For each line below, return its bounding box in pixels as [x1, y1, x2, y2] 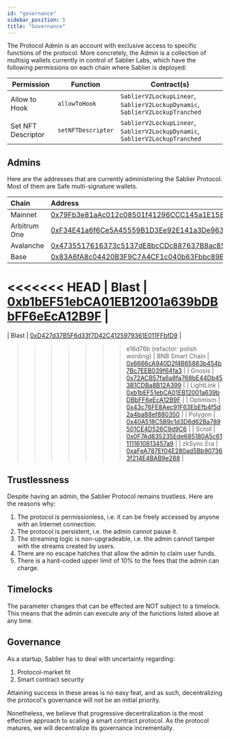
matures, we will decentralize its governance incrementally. [7, 723, 175, 731]
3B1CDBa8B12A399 [126, 382, 182, 390]
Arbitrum [10, 221, 39, 231]
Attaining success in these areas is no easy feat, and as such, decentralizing [7, 688, 222, 696]
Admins [7, 156, 41, 168]
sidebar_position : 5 [7, 16, 66, 23]
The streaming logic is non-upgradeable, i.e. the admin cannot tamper [16, 535, 216, 543]
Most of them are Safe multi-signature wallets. [7, 183, 138, 191]
